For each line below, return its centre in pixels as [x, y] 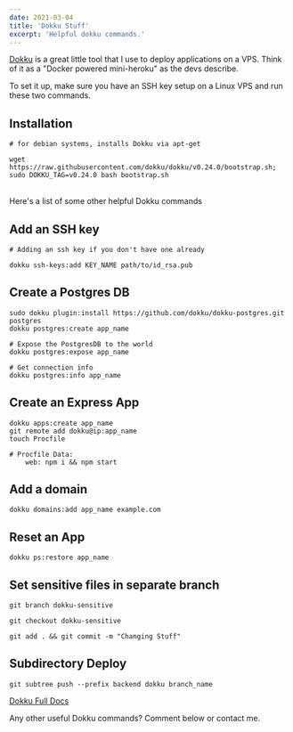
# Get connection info [51, 367]
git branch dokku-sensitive [61, 606]
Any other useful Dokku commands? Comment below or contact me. [135, 718]
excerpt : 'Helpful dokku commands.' [77, 34]
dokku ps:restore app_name [59, 557]
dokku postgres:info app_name [65, 375]
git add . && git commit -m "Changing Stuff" [95, 637]
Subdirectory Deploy [68, 664]
